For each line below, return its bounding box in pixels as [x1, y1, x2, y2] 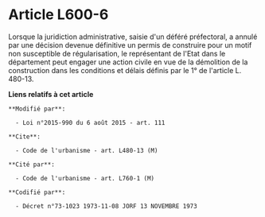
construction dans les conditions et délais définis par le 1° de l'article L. [8, 65, 242, 75]
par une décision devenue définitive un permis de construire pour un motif [8, 40, 252, 49]
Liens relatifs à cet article [8, 89, 94, 99]
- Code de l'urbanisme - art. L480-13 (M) [15, 146, 158, 154]
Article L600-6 [8, 6, 109, 24]
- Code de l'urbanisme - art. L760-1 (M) [15, 174, 155, 182]
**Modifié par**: [8, 105, 66, 113]
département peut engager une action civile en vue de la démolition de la [8, 57, 248, 67]
